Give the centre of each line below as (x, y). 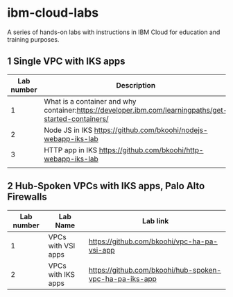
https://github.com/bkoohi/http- (151, 150)
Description (136, 85)
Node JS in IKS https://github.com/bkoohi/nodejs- (126, 130)
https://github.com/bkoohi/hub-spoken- (155, 270)
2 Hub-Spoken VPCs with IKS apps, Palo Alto (106, 186)
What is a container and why (90, 101)
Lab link (155, 220)
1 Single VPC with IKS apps (67, 62)
